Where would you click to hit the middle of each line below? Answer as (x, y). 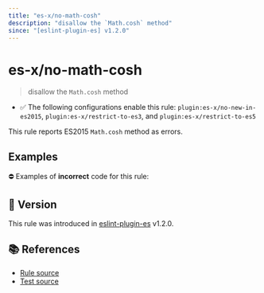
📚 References (44, 250)
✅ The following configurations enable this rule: (98, 107)
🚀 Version (33, 204)
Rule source (39, 272)
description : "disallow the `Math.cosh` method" (90, 23)
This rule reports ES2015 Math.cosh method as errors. (95, 131)
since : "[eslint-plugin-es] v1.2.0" (69, 30)
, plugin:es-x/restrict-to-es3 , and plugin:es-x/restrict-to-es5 (148, 116)
